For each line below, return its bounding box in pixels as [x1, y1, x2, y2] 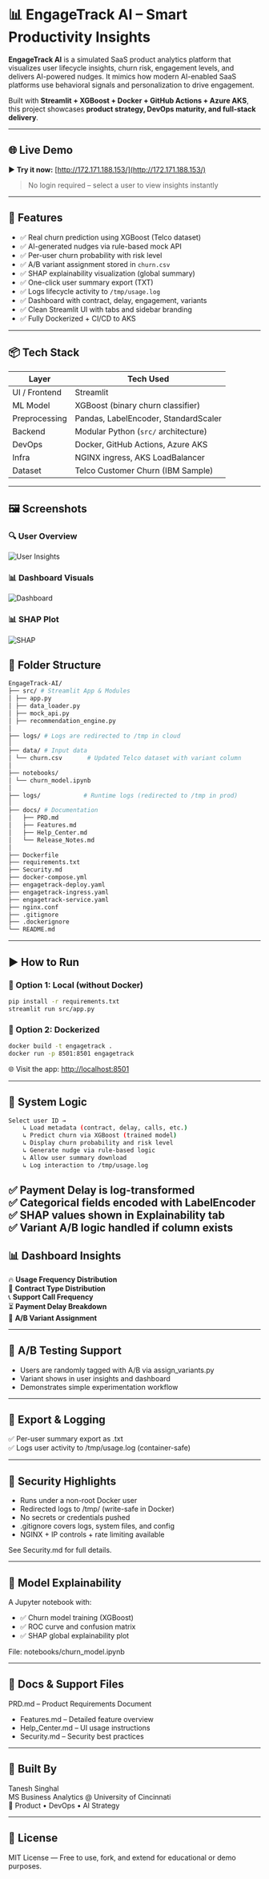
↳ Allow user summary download [22, 1154, 127, 1162]
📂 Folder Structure [8, 658, 102, 673]
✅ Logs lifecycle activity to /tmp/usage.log [19, 286, 161, 296]
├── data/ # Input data [8, 746, 88, 755]
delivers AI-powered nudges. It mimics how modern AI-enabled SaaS [8, 71, 237, 81]
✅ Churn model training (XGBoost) [19, 1613, 134, 1622]
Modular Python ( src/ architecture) [74, 426, 208, 437]
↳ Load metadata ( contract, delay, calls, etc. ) [22, 1124, 188, 1132]
